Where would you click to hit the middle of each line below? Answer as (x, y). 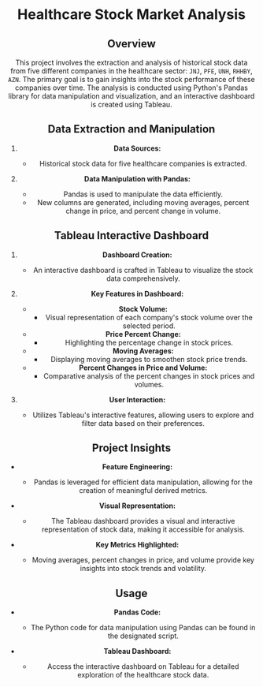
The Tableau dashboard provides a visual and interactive (143, 521)
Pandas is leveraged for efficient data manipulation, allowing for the (143, 482)
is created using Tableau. (131, 105)
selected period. (149, 326)
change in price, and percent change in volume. (143, 211)
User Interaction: (137, 399)
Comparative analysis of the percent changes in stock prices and (149, 375)
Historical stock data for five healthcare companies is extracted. (143, 163)
